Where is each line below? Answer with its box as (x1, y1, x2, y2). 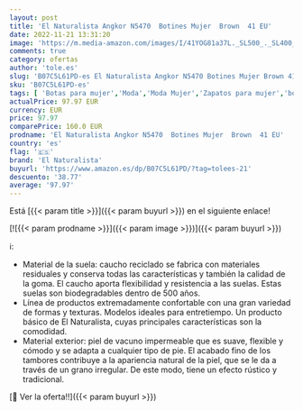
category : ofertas (9, 55, 78, 64)
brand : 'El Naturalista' (9, 155, 103, 165)
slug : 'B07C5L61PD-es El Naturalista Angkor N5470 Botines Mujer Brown (9, 72, 284, 81)
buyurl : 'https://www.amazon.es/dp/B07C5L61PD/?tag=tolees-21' (9, 164, 252, 173)
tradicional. (22, 374, 65, 385)
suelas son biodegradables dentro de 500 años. (22, 288, 201, 298)
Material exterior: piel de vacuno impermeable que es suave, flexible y (22, 335, 284, 347)
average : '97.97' (9, 181, 75, 190)
